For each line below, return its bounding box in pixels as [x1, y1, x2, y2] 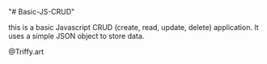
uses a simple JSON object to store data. [8, 32, 145, 41]
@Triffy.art [8, 47, 44, 56]
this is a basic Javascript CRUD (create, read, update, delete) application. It [8, 23, 259, 32]
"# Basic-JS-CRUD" [8, 7, 75, 16]
